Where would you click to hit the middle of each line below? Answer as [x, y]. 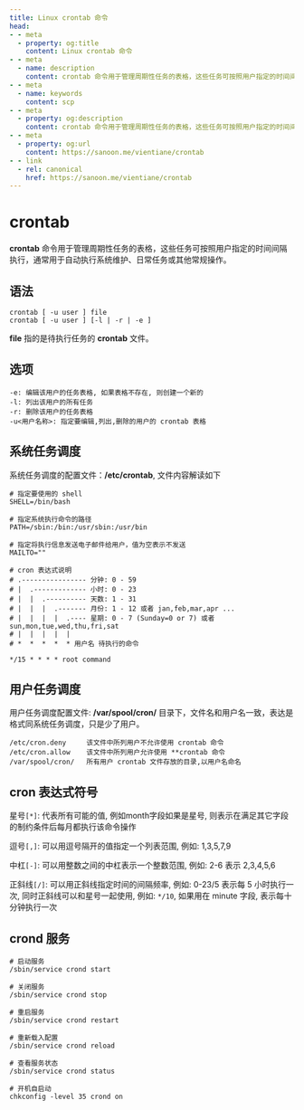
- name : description [56, 69]
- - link [26, 161]
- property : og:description [71, 119]
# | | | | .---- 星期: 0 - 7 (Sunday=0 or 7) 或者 [112, 618]
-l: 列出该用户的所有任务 [51, 402]
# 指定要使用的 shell [46, 494]
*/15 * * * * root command [60, 659]
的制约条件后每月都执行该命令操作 [73, 827]
